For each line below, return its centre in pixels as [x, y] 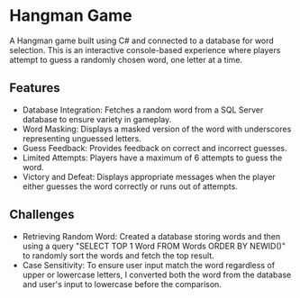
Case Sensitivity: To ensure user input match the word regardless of [149, 265]
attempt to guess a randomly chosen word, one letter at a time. [126, 59]
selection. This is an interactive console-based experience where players [145, 50]
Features [35, 88]
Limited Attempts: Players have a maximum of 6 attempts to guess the [152, 158]
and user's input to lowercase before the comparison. [122, 284]
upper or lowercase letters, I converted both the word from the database [157, 275]
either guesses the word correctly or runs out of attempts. [130, 186]
